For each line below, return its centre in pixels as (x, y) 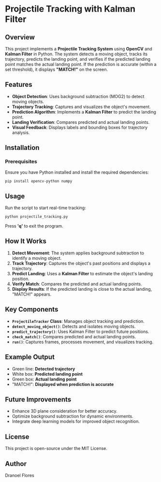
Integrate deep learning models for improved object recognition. (76, 421)
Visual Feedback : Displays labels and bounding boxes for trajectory (80, 127)
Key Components (32, 309)
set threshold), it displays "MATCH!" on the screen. (57, 69)
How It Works (26, 241)
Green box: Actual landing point (44, 379)
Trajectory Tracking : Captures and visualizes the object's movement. (81, 107)
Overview (20, 37)
